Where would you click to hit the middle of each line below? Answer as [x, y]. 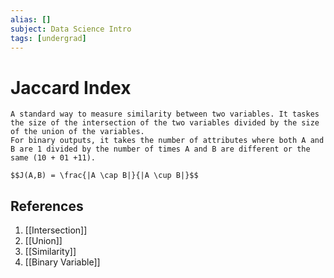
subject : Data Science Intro [71, 29]
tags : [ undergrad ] [48, 38]
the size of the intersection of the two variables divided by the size [165, 123]
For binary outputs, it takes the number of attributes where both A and [167, 141]
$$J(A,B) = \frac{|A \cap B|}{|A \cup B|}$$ [104, 176]
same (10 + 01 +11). [53, 158]
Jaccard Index [71, 87]
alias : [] [31, 19]
